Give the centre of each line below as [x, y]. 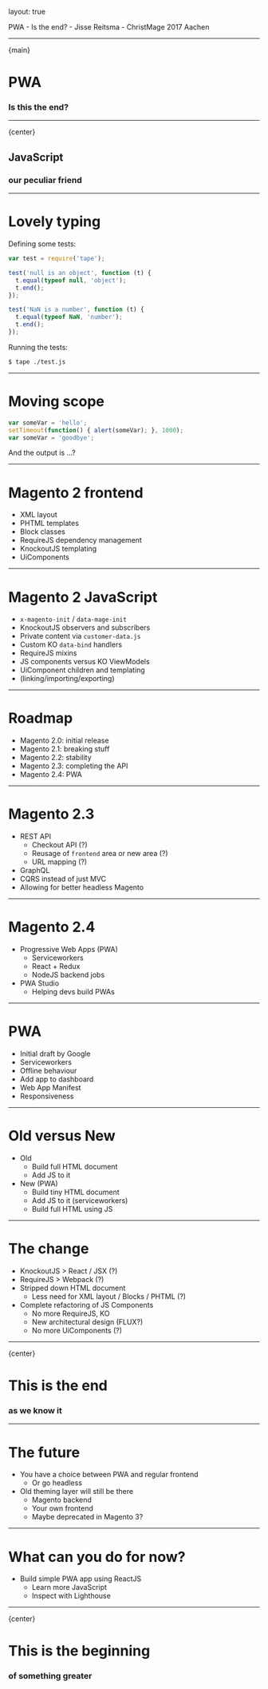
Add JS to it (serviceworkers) [80, 1200]
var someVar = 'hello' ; [48, 423]
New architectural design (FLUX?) [87, 1321]
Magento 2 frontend [76, 493]
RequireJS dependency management [81, 540]
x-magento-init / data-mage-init [73, 619]
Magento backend [61, 1500]
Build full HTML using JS [72, 1209]
